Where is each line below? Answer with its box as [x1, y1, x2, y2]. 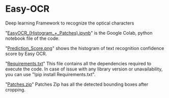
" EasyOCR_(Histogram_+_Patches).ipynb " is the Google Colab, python [5, 30, 153, 36]
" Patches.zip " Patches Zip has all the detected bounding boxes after [5, 81, 149, 87]
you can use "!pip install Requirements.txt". [5, 71, 96, 77]
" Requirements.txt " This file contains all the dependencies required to [5, 60, 152, 66]
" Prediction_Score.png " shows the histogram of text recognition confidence [5, 45, 164, 51]
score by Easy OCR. [5, 51, 47, 57]
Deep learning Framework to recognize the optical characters [5, 20, 134, 26]
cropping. [5, 86, 25, 92]
